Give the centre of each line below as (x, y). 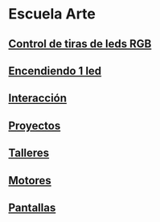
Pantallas (32, 207)
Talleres (29, 153)
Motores (30, 181)
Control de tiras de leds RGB (80, 44)
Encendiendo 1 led (55, 70)
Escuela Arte (52, 14)
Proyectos (35, 125)
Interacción (37, 99)
